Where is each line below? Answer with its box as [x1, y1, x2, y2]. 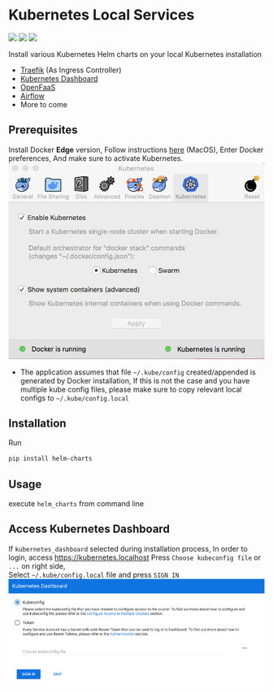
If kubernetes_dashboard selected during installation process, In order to [8, 544, 248, 553]
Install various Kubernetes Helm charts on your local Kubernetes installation [8, 49, 262, 58]
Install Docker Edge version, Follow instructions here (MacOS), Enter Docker [8, 145, 264, 154]
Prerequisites [8, 123, 78, 137]
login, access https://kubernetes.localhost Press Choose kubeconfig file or [8, 552, 262, 562]
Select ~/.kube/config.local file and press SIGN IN [8, 570, 180, 579]
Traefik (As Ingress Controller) [19, 65, 122, 75]
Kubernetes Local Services [8, 6, 195, 24]
